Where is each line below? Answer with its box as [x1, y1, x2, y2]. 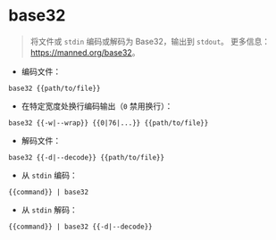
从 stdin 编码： [21, 170, 78, 180]
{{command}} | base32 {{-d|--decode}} [8, 222, 153, 231]
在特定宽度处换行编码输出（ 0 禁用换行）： [21, 100, 173, 112]
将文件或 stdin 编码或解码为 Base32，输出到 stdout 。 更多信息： [29, 36, 270, 46]
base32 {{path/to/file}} [8, 84, 101, 93]
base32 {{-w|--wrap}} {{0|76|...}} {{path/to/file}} [8, 118, 209, 128]
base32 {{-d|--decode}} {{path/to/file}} [8, 153, 165, 161]
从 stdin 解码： [21, 204, 78, 215]
